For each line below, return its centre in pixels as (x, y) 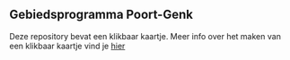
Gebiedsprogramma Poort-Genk (101, 15)
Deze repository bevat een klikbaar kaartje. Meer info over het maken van (145, 36)
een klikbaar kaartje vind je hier (67, 46)
